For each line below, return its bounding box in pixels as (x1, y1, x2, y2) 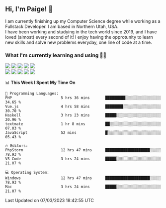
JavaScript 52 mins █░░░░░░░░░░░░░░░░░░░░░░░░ (5, 130, 162, 135)
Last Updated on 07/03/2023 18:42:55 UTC (5, 198, 94, 204)
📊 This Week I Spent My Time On (5, 80, 76, 86)
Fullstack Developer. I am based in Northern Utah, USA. (5, 23, 119, 29)
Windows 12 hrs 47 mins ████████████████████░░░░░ (5, 176, 162, 181)
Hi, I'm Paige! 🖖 (5, 5, 53, 13)
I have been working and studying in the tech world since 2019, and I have (5, 28, 157, 35)
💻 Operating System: (5, 170, 50, 175)
